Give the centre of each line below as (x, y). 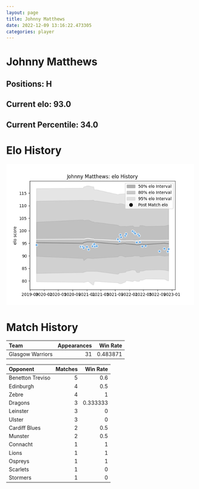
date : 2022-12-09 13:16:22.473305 (49, 25)
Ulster (16, 420)
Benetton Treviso (29, 378)
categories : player (30, 32)
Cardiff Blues (25, 427)
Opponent (21, 369)
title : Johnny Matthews (36, 19)
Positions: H (29, 84)
